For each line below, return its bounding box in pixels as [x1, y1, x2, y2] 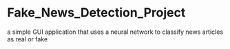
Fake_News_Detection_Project [7, 5, 186, 21]
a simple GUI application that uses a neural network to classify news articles [7, 28, 224, 36]
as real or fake [7, 35, 48, 43]
